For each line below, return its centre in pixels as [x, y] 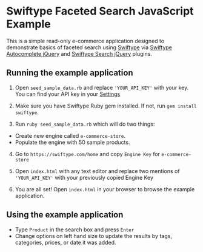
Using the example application [65, 215]
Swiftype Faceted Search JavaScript [100, 11]
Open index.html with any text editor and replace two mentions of [97, 171]
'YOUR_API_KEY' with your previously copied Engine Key [84, 177]
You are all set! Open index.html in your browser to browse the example [105, 189]
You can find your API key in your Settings [68, 94]
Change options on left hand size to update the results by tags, [94, 236]
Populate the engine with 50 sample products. [72, 142]
